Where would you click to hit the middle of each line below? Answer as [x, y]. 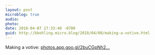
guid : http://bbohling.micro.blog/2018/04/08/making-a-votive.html [78, 33]
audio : [12, 19]
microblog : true [22, 14]
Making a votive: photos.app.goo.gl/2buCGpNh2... [58, 47]
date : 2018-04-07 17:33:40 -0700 [40, 28]
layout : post [19, 10]
